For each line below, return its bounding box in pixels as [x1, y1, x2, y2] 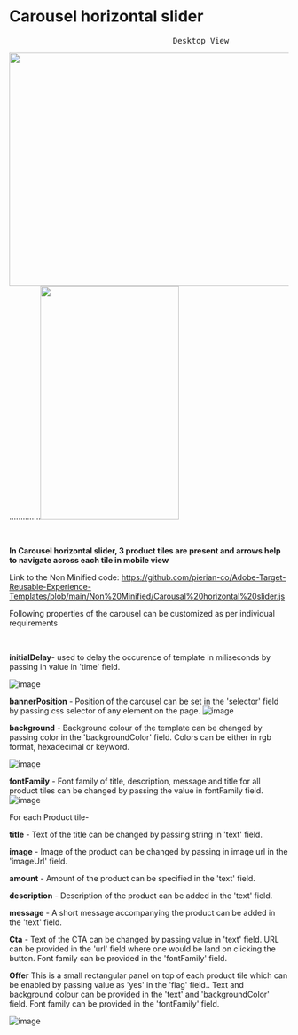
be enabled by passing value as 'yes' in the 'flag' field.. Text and [9, 979, 244, 990]
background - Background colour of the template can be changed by [9, 722, 263, 733]
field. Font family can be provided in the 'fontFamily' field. [9, 998, 220, 1009]
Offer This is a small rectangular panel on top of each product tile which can [9, 970, 288, 981]
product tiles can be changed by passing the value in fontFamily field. [9, 784, 263, 796]
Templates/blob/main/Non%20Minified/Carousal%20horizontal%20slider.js [9, 591, 286, 601]
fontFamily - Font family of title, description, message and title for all [9, 776, 261, 786]
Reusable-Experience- [9, 581, 91, 592]
